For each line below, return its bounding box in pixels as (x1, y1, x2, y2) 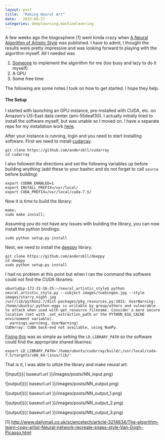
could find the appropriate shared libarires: (5, 339, 92, 345)
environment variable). (5, 316, 54, 322)
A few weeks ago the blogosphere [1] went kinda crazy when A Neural (5, 35, 148, 41)
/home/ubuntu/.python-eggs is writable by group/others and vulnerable (5, 303, 156, 308)
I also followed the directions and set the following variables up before (5, 161, 148, 167)
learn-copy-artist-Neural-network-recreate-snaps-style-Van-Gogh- (5, 424, 143, 431)
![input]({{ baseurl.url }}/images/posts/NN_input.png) (5, 371, 114, 377)
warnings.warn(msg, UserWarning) (9, 321, 79, 326)
